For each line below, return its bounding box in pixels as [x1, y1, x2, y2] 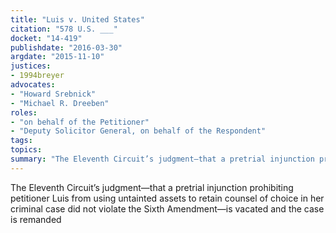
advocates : [10, 80, 56, 90]
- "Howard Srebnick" [10, 89, 97, 99]
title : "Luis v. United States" [10, 14, 145, 25]
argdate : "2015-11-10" [10, 52, 105, 62]
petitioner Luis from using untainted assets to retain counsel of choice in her [10, 192, 325, 204]
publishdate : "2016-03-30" [10, 42, 123, 53]
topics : [10, 145, 43, 155]
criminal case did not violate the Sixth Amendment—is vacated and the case [10, 202, 325, 215]
